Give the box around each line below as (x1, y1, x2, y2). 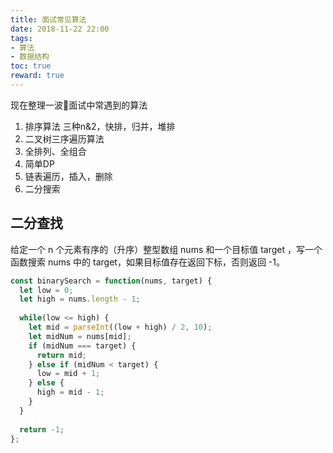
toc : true (10, 61, 52, 71)
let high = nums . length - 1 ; (19, 294, 141, 305)
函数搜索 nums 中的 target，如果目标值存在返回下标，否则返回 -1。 (10, 256, 285, 268)
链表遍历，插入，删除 (24, 170, 113, 182)
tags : (10, 33, 33, 43)
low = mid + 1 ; (36, 369, 101, 379)
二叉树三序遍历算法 (24, 132, 105, 145)
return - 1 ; (19, 424, 65, 435)
